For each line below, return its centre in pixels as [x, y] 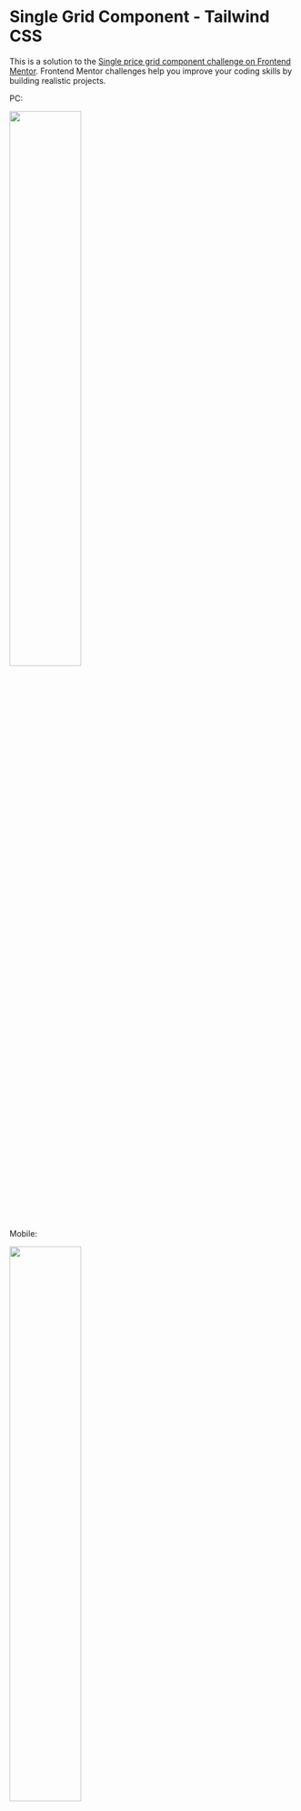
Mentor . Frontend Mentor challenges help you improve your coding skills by [151, 71]
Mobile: [24, 1233]
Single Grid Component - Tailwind [140, 17]
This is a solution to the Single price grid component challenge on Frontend [150, 61]
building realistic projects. [58, 80]
